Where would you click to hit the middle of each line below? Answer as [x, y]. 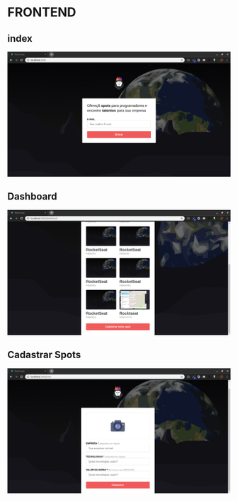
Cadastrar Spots [44, 355]
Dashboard [32, 196]
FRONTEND [42, 12]
